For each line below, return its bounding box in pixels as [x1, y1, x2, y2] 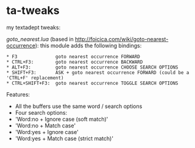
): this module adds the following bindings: [35, 42, 142, 49]
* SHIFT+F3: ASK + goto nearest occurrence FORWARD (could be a [6, 69, 190, 76]
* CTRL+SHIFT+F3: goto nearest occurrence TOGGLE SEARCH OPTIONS [6, 80, 179, 86]
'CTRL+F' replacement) [6, 75, 64, 81]
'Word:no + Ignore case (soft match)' [15, 115, 108, 123]
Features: [6, 90, 30, 98]
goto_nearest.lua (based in [6, 35, 74, 42]
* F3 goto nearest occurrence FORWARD [6, 53, 140, 59]
